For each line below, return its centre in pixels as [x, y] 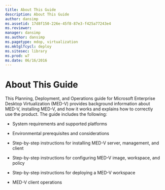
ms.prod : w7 [17, 56]
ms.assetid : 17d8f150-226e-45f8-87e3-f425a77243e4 [58, 24]
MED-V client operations [37, 182]
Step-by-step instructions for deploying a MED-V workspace [74, 173]
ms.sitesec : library [26, 51]
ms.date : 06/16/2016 [26, 60]
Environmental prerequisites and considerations [61, 134]
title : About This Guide [31, 10]
